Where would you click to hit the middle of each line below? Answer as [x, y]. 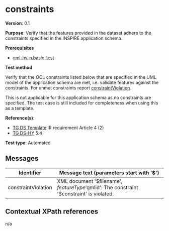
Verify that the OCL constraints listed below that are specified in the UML [81, 77]
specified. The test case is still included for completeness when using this [82, 103]
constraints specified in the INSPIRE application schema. [64, 38]
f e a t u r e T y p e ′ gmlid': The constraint [98, 187]
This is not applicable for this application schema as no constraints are [78, 97]
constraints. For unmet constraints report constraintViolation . [68, 88]
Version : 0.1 [18, 23]
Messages [22, 158]
